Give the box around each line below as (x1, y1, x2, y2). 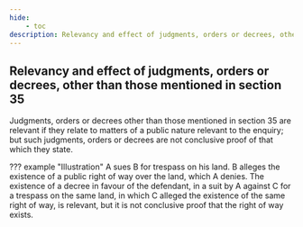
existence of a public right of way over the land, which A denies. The (9, 171, 264, 182)
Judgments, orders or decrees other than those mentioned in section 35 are (9, 115, 291, 126)
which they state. (9, 144, 74, 155)
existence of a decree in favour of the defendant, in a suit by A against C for (9, 181, 291, 192)
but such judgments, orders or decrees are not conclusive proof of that (9, 134, 273, 145)
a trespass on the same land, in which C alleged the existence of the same (9, 190, 286, 201)
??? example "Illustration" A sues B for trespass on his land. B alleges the (9, 161, 280, 172)
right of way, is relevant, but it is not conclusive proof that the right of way (9, 200, 284, 211)
